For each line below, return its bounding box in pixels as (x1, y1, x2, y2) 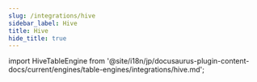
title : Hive (8, 27, 48, 35)
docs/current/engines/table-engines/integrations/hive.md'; (8, 65, 204, 75)
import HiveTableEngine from (8, 56, 105, 66)
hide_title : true (8, 34, 67, 43)
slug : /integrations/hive (8, 11, 95, 20)
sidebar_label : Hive (8, 19, 78, 27)
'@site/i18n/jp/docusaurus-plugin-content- (106, 56, 250, 66)
